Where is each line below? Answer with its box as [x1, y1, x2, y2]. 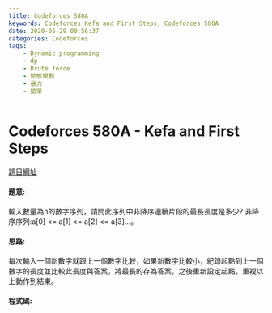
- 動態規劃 [23, 72, 55, 80]
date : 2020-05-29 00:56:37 [8, 27, 100, 35]
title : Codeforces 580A [8, 11, 89, 20]
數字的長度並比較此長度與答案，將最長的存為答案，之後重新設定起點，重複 [8, 266, 257, 276]
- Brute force [23, 65, 70, 73]
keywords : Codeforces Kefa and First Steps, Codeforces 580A [8, 19, 219, 27]
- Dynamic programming [23, 49, 100, 57]
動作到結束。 [15, 276, 58, 286]
